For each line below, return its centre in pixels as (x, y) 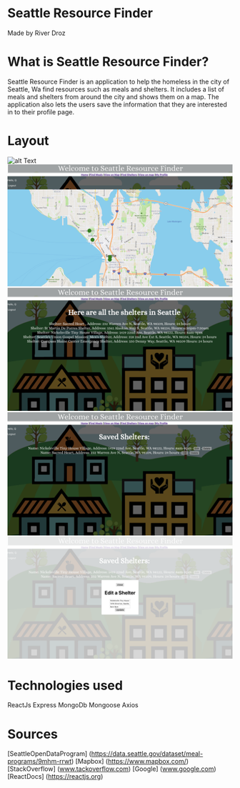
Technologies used (65, 685)
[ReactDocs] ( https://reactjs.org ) (55, 777)
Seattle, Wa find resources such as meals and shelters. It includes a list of (116, 89)
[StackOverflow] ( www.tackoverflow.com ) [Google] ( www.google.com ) (112, 769)
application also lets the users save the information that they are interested (117, 104)
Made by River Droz (36, 33)
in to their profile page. (41, 111)
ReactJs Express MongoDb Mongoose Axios (73, 705)
